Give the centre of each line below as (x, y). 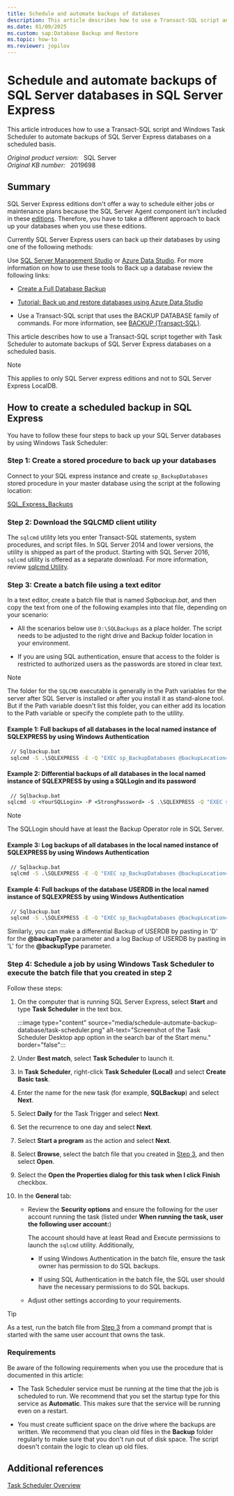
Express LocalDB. (32, 385)
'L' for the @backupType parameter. (60, 946)
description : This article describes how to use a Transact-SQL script (113, 20)
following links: (29, 275)
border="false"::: (41, 1045)
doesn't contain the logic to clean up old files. (83, 1447)
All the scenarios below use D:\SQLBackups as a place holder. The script (119, 628)
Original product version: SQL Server (62, 157)
